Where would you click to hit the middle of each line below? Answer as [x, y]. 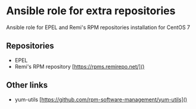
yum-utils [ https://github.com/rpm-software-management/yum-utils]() [101, 100]
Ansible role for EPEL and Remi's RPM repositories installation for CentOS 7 [98, 27]
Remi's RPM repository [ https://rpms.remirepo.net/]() [80, 66]
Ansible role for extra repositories [91, 11]
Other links [27, 85]
